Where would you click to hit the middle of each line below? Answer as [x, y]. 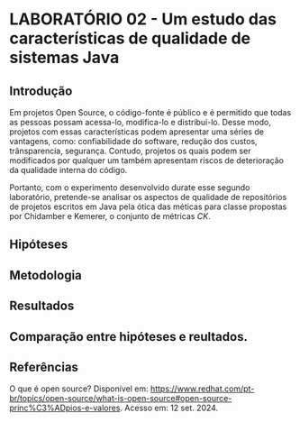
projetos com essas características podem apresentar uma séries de [136, 132]
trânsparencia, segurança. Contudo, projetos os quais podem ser [130, 151]
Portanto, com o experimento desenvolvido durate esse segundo [130, 188]
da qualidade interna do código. [68, 170]
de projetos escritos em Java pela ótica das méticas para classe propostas [148, 206]
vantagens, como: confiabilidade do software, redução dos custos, [134, 141]
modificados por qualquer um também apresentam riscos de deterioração [146, 161]
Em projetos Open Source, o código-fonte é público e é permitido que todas [150, 112]
